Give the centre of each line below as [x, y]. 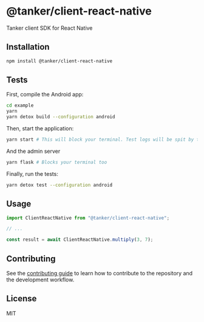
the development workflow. [40, 280]
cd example [20, 106]
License [22, 299]
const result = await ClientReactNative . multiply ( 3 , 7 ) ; [80, 240]
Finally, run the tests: [32, 173]
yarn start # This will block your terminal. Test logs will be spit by [100, 140]
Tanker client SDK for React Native [49, 28]
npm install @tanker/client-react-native [59, 61]
